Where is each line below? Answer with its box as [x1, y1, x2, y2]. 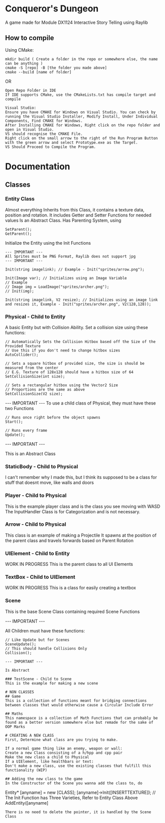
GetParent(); [5, 231, 32, 236]
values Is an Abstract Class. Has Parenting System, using [5, 217, 122, 223]
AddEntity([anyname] [5, 800, 48, 806]
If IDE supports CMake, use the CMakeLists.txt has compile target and [5, 92, 156, 97]
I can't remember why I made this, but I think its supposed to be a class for [5, 475, 157, 480]
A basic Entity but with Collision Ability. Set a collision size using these [5, 324, 148, 330]
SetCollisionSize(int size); [5, 374, 65, 379]
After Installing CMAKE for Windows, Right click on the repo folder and [5, 123, 161, 128]
